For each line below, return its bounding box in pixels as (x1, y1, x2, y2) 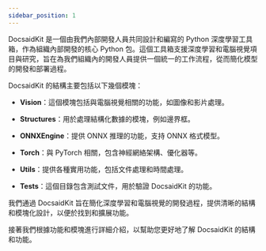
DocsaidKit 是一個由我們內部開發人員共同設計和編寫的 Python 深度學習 (8, 34, 239, 43)
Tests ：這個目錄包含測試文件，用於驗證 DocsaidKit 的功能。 (19, 181, 217, 190)
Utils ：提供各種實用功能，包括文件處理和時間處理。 (19, 164, 188, 174)
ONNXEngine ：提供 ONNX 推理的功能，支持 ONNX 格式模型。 (19, 131, 224, 140)
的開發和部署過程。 (8, 64, 71, 73)
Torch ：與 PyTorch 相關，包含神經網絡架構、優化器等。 (19, 148, 202, 157)
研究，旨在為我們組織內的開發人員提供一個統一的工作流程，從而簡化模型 (21, 54, 258, 63)
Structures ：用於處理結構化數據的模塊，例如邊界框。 (19, 114, 196, 123)
